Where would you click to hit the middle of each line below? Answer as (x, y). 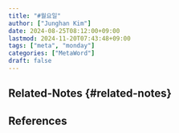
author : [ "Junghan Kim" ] (50, 23)
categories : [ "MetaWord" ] (51, 53)
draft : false (30, 61)
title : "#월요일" (35, 16)
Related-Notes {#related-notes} (90, 94)
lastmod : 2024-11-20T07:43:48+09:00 (69, 38)
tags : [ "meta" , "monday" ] (51, 46)
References (38, 121)
